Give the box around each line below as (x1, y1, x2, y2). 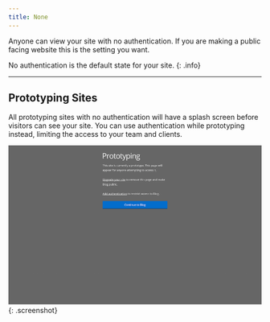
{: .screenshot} (8, 305, 58, 315)
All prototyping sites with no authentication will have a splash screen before (8, 113, 259, 122)
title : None (8, 13, 48, 21)
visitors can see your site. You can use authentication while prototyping (8, 121, 245, 130)
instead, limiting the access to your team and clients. (8, 130, 182, 139)
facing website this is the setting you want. (8, 44, 150, 54)
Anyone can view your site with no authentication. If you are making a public (8, 36, 261, 46)
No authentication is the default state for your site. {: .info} (8, 60, 201, 70)
